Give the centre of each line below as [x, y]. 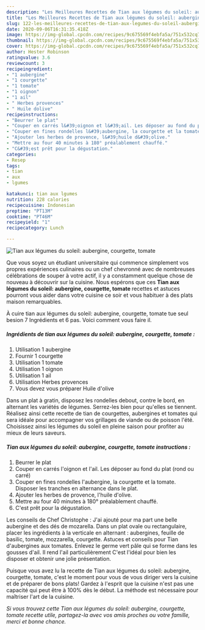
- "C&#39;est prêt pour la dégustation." [60, 148]
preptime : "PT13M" [30, 211]
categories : [21, 154]
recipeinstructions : [33, 114]
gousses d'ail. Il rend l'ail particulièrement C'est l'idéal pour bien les [91, 552]
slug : [13, 23]
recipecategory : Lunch [35, 228]
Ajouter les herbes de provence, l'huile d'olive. [74, 495]
